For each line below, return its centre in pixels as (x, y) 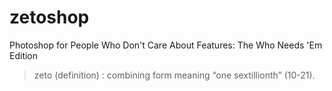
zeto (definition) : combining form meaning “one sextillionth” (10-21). (174, 75)
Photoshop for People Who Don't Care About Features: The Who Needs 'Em (166, 45)
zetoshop (49, 17)
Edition (24, 55)
